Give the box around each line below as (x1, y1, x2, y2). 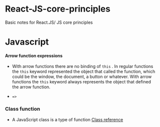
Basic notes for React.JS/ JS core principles (5, 19, 93, 25)
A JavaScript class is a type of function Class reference (12, 116, 124, 122)
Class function (5, 106, 40, 112)
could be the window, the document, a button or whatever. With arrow (12, 74, 152, 79)
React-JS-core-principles (5, 3, 111, 15)
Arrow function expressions (5, 52, 63, 59)
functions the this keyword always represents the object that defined (12, 79, 151, 85)
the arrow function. (12, 84, 51, 90)
